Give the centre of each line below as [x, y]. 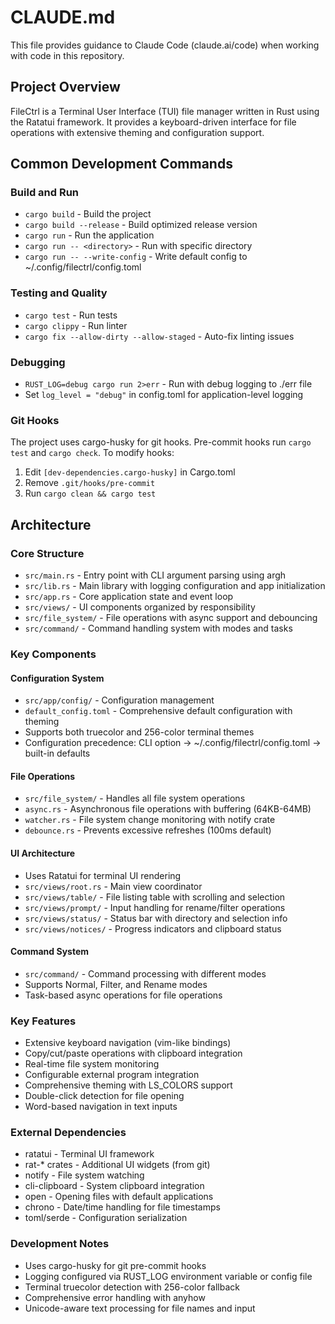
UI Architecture [43, 853]
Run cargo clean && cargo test [90, 493]
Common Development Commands [121, 164]
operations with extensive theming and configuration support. [137, 132]
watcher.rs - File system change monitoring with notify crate [150, 820]
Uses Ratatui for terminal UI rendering [103, 875]
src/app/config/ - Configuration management [119, 700]
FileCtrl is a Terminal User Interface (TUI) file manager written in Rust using [165, 111]
